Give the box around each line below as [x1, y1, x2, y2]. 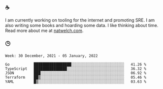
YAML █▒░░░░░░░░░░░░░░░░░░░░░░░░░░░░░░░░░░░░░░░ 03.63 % [5, 79, 147, 84]
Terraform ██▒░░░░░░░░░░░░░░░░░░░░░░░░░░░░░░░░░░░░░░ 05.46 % [5, 75, 147, 80]
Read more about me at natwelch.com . [5, 28, 84, 33]
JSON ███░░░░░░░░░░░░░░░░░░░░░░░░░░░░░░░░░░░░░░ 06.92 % [5, 70, 147, 75]
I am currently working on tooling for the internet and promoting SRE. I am [5, 17, 155, 23]
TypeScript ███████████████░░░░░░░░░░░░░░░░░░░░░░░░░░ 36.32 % [5, 66, 147, 71]
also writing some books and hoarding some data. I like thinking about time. [5, 23, 159, 29]
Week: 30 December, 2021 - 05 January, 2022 [5, 53, 98, 58]
